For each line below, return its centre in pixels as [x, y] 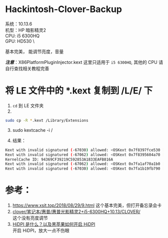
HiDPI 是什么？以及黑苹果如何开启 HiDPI [54, 224]
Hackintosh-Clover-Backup [64, 9]
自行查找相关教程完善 [27, 68]
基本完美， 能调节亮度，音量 [34, 51]
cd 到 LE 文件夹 [28, 105]
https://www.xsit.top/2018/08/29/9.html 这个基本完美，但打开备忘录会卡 [87, 205]
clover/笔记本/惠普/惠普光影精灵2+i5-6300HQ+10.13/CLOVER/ [76, 212]
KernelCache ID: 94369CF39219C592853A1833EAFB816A [59, 160]
